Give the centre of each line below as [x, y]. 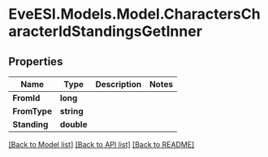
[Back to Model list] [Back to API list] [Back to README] [102, 144]
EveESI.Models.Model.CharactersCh [135, 14]
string [71, 111]
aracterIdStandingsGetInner [106, 31]
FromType [32, 111]
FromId [26, 98]
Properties [36, 61]
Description [119, 84]
